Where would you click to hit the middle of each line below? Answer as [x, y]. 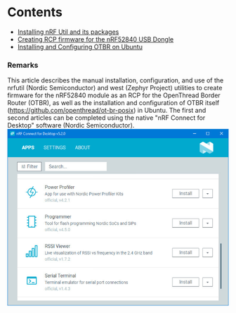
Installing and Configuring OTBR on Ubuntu [80, 47]
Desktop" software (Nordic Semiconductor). [71, 125]
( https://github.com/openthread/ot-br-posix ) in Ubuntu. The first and [107, 111]
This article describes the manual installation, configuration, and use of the [116, 80]
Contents [35, 12]
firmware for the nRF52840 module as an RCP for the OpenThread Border [114, 95]
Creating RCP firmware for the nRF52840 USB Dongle [96, 39]
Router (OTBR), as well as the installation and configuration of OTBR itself [113, 103]
